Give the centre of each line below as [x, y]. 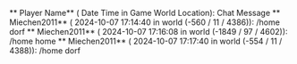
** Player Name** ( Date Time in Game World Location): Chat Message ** [145, 13]
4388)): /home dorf [45, 51]
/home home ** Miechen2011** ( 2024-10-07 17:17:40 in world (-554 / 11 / [146, 41]
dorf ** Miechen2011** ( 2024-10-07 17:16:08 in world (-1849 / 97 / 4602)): [148, 32]
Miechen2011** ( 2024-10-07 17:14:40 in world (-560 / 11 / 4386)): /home [144, 22]
